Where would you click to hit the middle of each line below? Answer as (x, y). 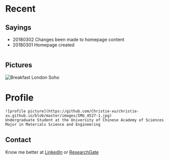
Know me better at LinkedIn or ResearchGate (52, 152)
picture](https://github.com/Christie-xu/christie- (83, 111)
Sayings (18, 28)
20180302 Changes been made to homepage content (69, 39)
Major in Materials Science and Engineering (53, 124)
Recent (20, 9)
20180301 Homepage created (44, 45)
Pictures (19, 65)
